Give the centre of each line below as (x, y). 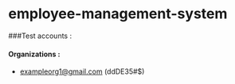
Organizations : (34, 54)
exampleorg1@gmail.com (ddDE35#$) (82, 71)
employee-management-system (118, 14)
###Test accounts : (40, 36)
